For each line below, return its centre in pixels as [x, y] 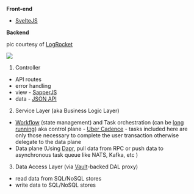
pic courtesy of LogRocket [40, 44]
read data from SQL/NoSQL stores [58, 178]
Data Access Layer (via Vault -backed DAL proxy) [77, 167]
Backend [18, 32]
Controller [28, 67]
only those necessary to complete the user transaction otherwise [97, 135]
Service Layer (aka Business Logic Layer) [67, 110]
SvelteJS [26, 20]
